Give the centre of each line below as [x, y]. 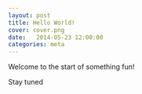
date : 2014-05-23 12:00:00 [56, 37]
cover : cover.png [36, 30]
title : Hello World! [42, 23]
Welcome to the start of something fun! [71, 67]
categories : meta [36, 45]
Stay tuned [25, 82]
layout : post [29, 15]
